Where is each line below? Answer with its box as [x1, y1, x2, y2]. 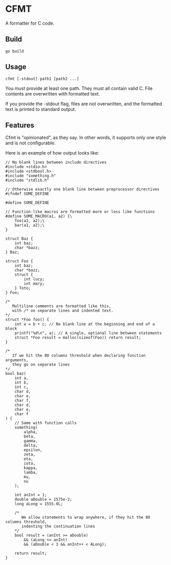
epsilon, [24, 447, 43, 453]
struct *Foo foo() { [5, 317, 50, 323]
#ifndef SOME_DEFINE [5, 191, 50, 197]
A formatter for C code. [5, 20, 55, 26]
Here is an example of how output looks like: [5, 150, 99, 156]
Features [5, 121, 34, 129]
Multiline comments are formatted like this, [12, 304, 111, 309]
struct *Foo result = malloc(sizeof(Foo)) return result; [14, 335, 141, 341]
